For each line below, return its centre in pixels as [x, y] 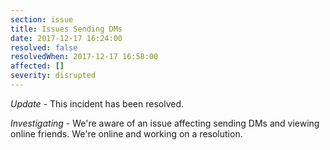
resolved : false [44, 47]
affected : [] [37, 66]
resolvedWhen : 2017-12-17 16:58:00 [84, 57]
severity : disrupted [53, 76]
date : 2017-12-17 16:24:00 [66, 38]
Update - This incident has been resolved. [97, 103]
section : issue [42, 19]
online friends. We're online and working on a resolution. [126, 133]
